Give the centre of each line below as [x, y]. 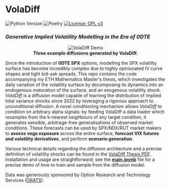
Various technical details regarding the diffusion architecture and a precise [83, 149]
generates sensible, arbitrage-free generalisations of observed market [79, 123]
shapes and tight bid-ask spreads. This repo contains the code [71, 74]
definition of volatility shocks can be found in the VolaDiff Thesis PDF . [78, 154]
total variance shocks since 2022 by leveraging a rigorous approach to [79, 101]
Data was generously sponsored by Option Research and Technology [78, 175]
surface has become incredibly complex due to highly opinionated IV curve [84, 69]
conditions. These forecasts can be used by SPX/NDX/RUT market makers [83, 128]
